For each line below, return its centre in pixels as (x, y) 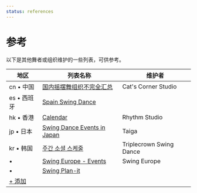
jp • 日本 (21, 131)
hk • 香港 (21, 118)
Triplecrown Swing (148, 144)
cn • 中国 (22, 87)
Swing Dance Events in (74, 127)
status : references (30, 11)
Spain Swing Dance (69, 102)
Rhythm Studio (142, 117)
